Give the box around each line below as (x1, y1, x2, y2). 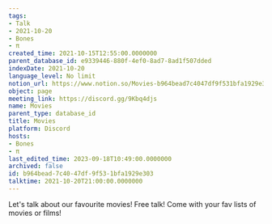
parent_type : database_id (8, 110, 96, 118)
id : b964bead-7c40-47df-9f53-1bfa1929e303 (8, 170, 154, 178)
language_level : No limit (8, 72, 96, 80)
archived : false (8, 163, 63, 171)
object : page (8, 87, 53, 95)
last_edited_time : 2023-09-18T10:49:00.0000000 (8, 154, 172, 163)
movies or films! (8, 208, 62, 218)
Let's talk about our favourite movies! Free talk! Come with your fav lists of (8, 199, 257, 209)
